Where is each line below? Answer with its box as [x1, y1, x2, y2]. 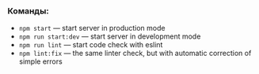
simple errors [18, 57, 63, 66]
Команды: [7, 6, 49, 17]
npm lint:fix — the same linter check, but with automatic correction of [18, 49, 252, 58]
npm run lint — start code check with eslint [18, 40, 163, 50]
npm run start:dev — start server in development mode [18, 31, 201, 41]
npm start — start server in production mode [18, 24, 166, 33]
